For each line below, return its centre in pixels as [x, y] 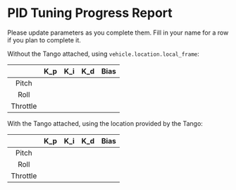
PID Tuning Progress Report [90, 13]
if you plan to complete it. [44, 40]
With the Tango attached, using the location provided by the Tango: [105, 123]
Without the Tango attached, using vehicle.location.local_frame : [103, 54]
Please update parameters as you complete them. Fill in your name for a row [118, 32]
